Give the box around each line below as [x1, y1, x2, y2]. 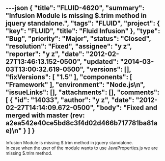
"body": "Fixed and [96, 104, 158, 112]
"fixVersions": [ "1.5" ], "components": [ [5, 73, 133, 81]
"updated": [83, 57, 119, 66]
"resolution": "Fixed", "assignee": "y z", [5, 42, 132, 51]
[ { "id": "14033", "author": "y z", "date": [5, 96, 135, 105]
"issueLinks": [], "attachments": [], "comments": [5, 88, 160, 97]
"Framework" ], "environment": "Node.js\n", [5, 80, 145, 89]
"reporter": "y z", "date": [5, 50, 85, 58]
